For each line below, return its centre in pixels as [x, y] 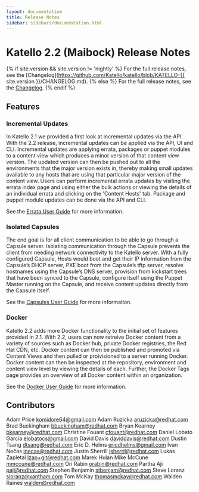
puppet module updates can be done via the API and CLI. [76, 200]
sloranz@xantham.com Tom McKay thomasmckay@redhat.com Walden [94, 476]
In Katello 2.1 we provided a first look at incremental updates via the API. [95, 137]
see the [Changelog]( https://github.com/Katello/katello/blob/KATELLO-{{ [95, 75]
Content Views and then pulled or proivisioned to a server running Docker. [97, 356]
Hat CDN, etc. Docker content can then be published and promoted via [93, 349]
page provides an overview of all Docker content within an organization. [94, 375]
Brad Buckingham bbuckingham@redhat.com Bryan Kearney [81, 426]
